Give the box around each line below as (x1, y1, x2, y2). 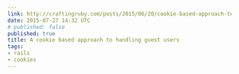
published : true (7, 30, 55, 37)
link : (7, 10, 23, 18)
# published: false (7, 23, 65, 30)
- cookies (7, 56, 37, 63)
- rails (7, 50, 31, 57)
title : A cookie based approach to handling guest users (7, 37, 180, 44)
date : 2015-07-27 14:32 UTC (7, 17, 91, 24)
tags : (7, 43, 23, 50)
